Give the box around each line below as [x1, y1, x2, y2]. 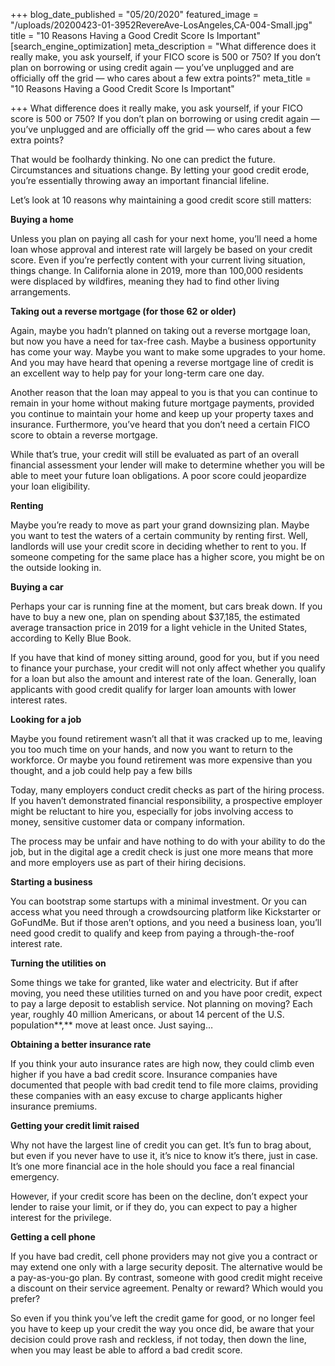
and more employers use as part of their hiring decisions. [10, 857, 247, 868]
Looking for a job [10, 714, 82, 725]
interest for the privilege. [10, 1212, 112, 1223]
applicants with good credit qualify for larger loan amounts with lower [10, 684, 297, 695]
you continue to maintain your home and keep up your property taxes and [10, 408, 314, 419]
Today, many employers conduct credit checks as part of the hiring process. [10, 784, 325, 796]
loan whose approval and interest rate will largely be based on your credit [10, 244, 313, 255]
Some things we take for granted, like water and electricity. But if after [10, 977, 299, 988]
